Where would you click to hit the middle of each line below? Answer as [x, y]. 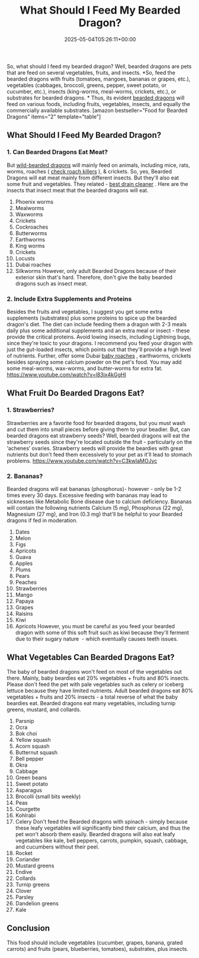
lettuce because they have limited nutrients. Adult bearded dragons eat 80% [100, 690]
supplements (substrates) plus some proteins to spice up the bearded [92, 318]
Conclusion [28, 928]
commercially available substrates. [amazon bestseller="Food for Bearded [97, 110]
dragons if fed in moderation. [42, 520]
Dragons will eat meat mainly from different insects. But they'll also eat [93, 178]
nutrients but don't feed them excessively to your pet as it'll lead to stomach [99, 454]
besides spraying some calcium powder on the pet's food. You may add [94, 362]
